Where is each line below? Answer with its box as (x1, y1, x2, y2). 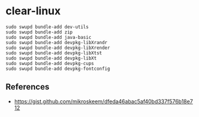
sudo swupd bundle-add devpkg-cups (5, 60, 94, 66)
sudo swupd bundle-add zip (5, 29, 73, 35)
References (5, 82, 50, 92)
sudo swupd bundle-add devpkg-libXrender (5, 45, 111, 51)
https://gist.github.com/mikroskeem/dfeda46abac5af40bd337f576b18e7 (14, 97, 194, 105)
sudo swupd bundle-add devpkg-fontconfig (5, 66, 111, 72)
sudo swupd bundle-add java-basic (5, 34, 92, 40)
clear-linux (5, 4, 61, 18)
